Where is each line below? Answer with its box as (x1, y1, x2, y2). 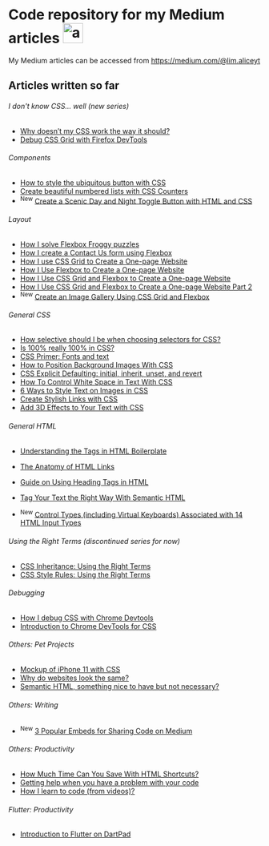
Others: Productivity (8, 744, 74, 754)
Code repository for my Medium (8, 6, 226, 24)
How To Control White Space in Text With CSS (19, 377, 173, 387)
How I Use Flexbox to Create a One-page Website (19, 264, 185, 274)
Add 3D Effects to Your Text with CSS (19, 403, 144, 413)
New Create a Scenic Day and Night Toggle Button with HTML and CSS (19, 195, 253, 206)
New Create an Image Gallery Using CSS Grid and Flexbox (19, 290, 210, 301)
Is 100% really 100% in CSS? (19, 343, 114, 353)
